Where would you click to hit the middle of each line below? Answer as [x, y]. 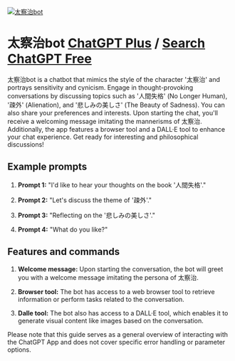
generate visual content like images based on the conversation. [111, 320]
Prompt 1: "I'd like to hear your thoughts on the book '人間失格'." [112, 184]
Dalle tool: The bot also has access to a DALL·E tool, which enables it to [123, 313]
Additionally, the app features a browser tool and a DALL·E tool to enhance [116, 129]
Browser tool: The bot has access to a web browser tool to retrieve [116, 291]
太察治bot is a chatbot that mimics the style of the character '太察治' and [114, 79]
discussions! [26, 144]
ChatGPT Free [50, 59]
